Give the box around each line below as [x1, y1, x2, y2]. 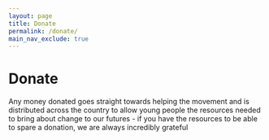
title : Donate [8, 20, 57, 28]
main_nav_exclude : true [8, 34, 89, 43]
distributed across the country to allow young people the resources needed [8, 105, 262, 115]
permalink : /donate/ [8, 27, 79, 35]
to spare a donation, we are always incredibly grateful [8, 123, 189, 133]
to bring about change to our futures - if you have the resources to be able [8, 114, 258, 124]
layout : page [8, 11, 53, 20]
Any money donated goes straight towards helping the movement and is [8, 97, 249, 107]
